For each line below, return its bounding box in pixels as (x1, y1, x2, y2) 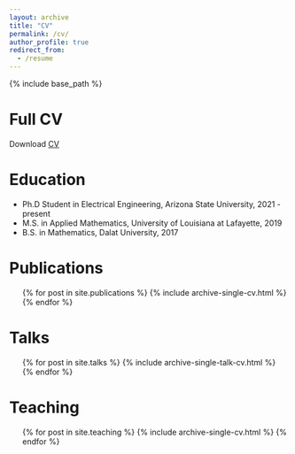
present (21, 208, 50, 219)
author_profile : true (9, 37, 89, 47)
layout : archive (9, 12, 69, 22)
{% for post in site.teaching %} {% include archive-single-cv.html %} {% (21, 427, 288, 437)
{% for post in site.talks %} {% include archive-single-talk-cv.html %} (21, 357, 276, 367)
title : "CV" (9, 21, 53, 30)
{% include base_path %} (9, 79, 103, 88)
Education (9, 170, 86, 190)
